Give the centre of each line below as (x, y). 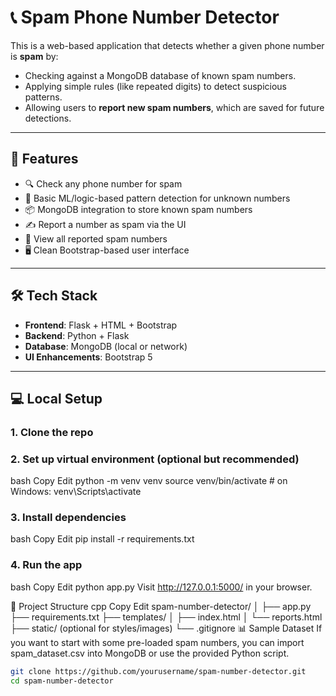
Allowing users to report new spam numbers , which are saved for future (174, 107)
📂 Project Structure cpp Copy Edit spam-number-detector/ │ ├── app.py (161, 606)
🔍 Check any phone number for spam (103, 183)
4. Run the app (46, 565)
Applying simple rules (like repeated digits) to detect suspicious (155, 86)
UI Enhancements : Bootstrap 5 (88, 357)
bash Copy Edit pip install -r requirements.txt (102, 539)
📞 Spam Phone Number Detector (145, 17)
